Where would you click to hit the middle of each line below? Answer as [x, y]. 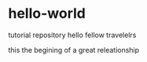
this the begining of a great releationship [74, 50]
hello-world [47, 14]
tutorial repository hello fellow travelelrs [72, 35]
